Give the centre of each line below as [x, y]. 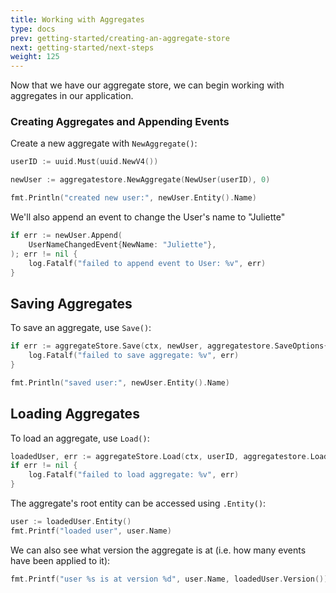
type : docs [33, 29]
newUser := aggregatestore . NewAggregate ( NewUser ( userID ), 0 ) [140, 180]
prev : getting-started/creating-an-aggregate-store [120, 38]
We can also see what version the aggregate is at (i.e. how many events [158, 550]
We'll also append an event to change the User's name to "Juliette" [148, 217]
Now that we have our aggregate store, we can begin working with [147, 85]
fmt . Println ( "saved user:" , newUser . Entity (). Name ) [120, 382]
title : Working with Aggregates [77, 19]
